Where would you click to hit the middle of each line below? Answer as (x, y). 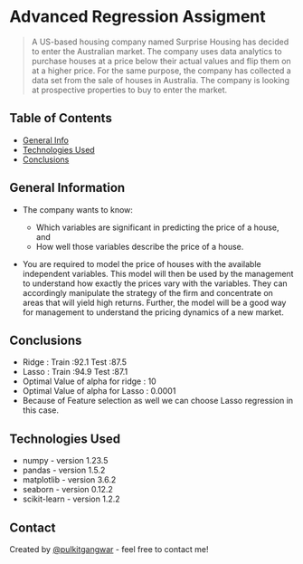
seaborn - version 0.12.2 (67, 490)
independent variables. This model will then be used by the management (158, 273)
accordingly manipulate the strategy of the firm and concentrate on (148, 292)
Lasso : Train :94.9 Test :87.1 (75, 372)
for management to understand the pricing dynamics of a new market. (153, 312)
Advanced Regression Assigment (137, 17)
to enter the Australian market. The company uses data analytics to (156, 51)
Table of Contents (61, 118)
